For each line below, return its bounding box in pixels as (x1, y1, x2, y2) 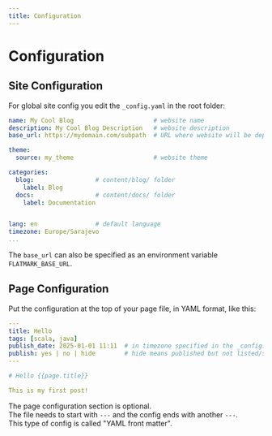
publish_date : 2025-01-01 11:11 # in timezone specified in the (8, 342, 233, 350)
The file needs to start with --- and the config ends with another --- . (8, 409, 239, 419)
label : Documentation (23, 198, 96, 207)
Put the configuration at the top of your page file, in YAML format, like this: (8, 304, 257, 313)
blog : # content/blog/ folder (15, 175, 176, 183)
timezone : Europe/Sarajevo (8, 228, 100, 236)
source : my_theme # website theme (15, 153, 208, 162)
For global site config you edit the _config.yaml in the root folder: (8, 101, 225, 110)
